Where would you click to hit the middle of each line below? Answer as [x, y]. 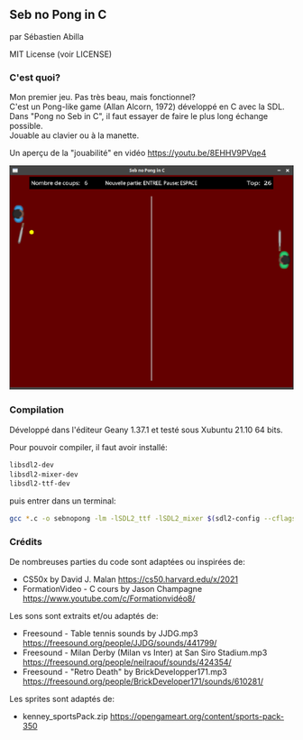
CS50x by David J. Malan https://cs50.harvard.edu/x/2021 [130, 579]
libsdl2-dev [32, 465]
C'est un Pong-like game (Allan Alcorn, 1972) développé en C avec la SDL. [147, 106]
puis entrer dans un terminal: [63, 501]
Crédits [26, 542]
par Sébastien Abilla [46, 36]
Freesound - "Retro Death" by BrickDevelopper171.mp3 [124, 671]
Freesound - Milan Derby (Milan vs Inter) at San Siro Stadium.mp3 [145, 652]
